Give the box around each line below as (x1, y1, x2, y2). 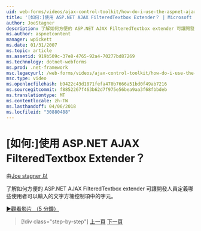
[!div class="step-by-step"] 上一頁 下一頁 (20, 218, 123, 225)
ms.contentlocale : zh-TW (6, 98, 68, 104)
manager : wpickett (6, 37, 52, 42)
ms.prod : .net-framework (6, 64, 68, 71)
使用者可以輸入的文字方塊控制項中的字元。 (11, 193, 117, 200)
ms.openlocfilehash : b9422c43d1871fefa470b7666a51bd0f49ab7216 (6, 81, 167, 87)
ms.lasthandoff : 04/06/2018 (6, 103, 77, 110)
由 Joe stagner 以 (6, 172, 48, 180)
